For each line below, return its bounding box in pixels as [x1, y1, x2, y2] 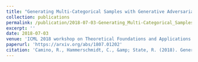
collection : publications [6, 14, 70, 20]
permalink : [6, 19, 33, 25]
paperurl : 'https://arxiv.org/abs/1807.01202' [6, 42, 123, 48]
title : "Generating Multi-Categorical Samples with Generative [6, 8, 165, 15]
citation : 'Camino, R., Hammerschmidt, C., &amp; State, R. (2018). [6, 47, 178, 53]
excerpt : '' [6, 25, 35, 31]
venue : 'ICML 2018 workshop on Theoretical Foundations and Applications [6, 36, 192, 42]
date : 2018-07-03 [6, 31, 49, 37]
